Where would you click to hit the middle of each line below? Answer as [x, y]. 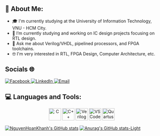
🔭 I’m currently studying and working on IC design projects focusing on [83, 33]
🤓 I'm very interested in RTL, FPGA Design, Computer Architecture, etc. [84, 53]
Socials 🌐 [20, 69]
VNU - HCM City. [29, 28]
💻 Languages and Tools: [43, 97]
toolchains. [23, 49]
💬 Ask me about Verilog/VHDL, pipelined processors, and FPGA [76, 43]
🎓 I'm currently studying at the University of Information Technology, [82, 21]
